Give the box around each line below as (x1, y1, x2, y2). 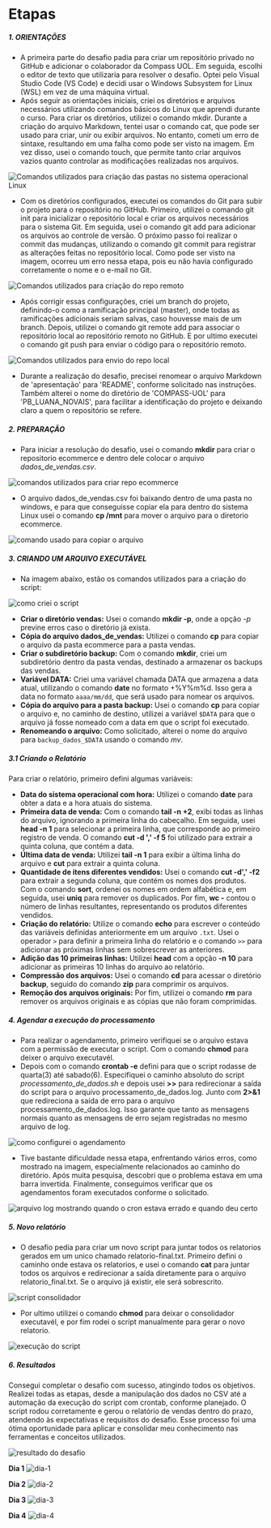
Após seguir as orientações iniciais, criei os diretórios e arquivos (19, 96, 236, 105)
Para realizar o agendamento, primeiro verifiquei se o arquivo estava (19, 1035, 249, 1045)
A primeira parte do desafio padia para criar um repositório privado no (19, 53, 255, 62)
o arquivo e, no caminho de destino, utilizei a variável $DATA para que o (19, 709, 256, 719)
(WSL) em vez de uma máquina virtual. (19, 87, 150, 97)
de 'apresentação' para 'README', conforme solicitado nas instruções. (19, 380, 256, 390)
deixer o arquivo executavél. (19, 1052, 115, 1063)
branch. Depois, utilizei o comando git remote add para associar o (19, 322, 240, 333)
